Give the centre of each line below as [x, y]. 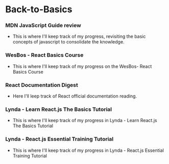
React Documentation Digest [42, 85]
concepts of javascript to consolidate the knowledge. [68, 42]
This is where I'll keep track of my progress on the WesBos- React [82, 66]
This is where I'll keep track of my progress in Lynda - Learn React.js [85, 121]
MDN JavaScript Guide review [43, 26]
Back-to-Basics [39, 9]
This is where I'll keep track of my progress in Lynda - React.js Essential [88, 150]
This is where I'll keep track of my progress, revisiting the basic [79, 36]
